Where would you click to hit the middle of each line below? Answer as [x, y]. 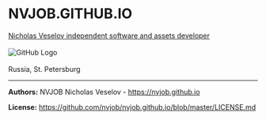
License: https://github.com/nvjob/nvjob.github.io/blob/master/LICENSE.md [132, 107]
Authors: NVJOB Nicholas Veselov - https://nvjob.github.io [104, 92]
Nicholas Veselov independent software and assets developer [109, 36]
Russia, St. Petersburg [44, 69]
